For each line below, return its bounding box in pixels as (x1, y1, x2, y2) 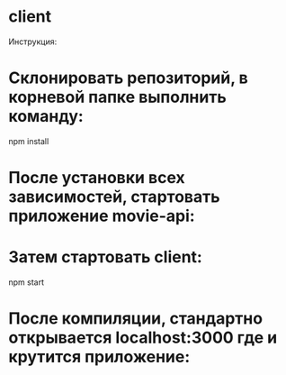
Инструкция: (8, 36, 58, 47)
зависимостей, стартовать (8, 187, 220, 207)
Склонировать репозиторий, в (8, 68, 249, 88)
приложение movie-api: (8, 206, 195, 226)
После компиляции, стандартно (8, 308, 263, 329)
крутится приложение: (8, 347, 191, 367)
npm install (8, 135, 49, 146)
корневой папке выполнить (8, 87, 227, 107)
